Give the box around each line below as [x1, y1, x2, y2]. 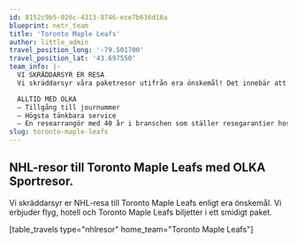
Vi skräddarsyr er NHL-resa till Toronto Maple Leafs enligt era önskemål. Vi [9, 197, 282, 208]
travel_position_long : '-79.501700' [9, 46, 144, 55]
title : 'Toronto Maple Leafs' [9, 29, 121, 38]
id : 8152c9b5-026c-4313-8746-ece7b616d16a [9, 12, 168, 22]
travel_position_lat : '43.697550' [9, 54, 137, 63]
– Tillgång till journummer [17, 103, 121, 111]
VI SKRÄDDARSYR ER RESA [17, 71, 104, 80]
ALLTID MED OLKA [17, 95, 77, 103]
